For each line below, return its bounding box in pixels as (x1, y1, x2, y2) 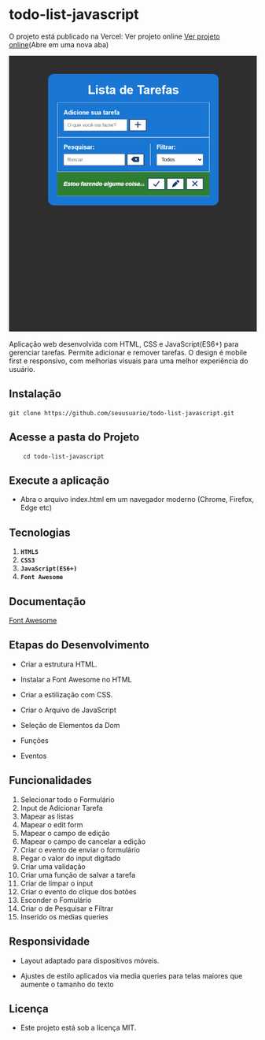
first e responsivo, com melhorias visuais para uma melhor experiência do (9, 356, 248, 366)
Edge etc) (20, 503, 53, 513)
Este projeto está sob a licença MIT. (20, 1023, 137, 1033)
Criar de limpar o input (20, 878, 94, 888)
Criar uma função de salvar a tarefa (20, 870, 136, 879)
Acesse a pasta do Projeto (9, 431, 140, 444)
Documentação (9, 595, 86, 608)
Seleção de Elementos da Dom (20, 720, 120, 730)
